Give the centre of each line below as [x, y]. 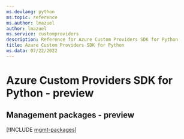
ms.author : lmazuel [31, 23]
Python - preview [50, 93]
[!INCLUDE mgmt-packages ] [41, 129]
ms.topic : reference [32, 17]
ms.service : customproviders [43, 34]
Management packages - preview [70, 115]
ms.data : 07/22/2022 [32, 51]
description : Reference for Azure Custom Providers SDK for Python [92, 40]
